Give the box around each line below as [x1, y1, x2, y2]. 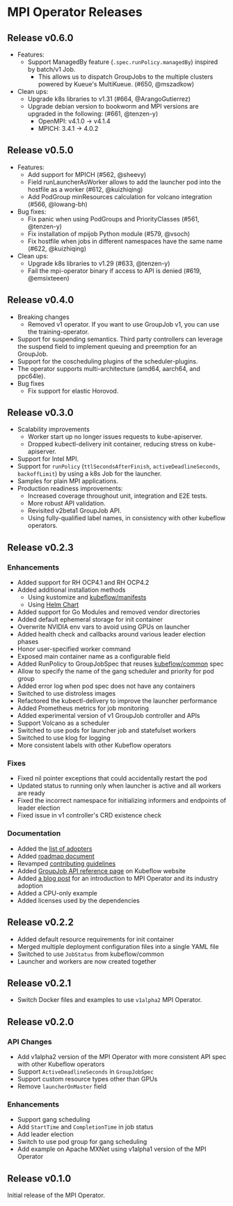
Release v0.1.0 [7, 1173, 72, 1184]
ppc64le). [17, 372, 46, 380]
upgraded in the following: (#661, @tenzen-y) [27, 109, 159, 118]
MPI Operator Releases [7, 4, 143, 20]
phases [17, 638, 39, 646]
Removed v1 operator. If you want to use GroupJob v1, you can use [27, 320, 220, 328]
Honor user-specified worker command [17, 645, 131, 653]
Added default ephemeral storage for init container [17, 616, 163, 624]
